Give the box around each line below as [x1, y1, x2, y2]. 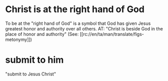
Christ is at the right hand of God [5, 4, 145, 15]
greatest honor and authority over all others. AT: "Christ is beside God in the [5, 25, 163, 31]
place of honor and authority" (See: [5, 31, 79, 37]
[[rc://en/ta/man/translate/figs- [80, 31, 144, 37]
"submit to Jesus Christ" [5, 71, 57, 77]
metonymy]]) [5, 36, 32, 43]
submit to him [5, 54, 64, 66]
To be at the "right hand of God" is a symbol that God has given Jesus [5, 20, 151, 26]
